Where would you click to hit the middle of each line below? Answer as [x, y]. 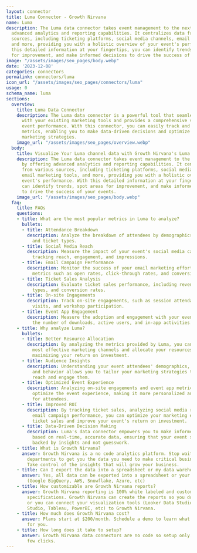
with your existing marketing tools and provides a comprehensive [104, 121]
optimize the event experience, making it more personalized [108, 394]
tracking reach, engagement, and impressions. [90, 257]
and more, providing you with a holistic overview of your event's [96, 45]
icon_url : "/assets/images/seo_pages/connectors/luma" [74, 83]
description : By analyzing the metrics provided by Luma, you [105, 345]
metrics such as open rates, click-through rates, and [100, 274]
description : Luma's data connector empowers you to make [99, 432]
